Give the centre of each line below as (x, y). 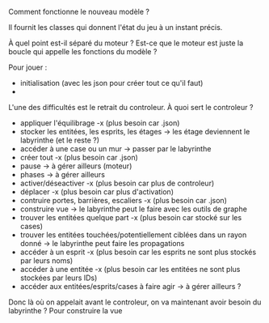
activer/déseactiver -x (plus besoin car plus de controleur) (117, 183)
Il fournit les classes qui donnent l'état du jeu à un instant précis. (116, 27)
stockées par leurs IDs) (59, 278)
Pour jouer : (28, 67)
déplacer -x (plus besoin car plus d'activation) (97, 192)
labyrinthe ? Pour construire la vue (65, 310)
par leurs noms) (46, 261)
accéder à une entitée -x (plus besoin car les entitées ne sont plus (130, 269)
